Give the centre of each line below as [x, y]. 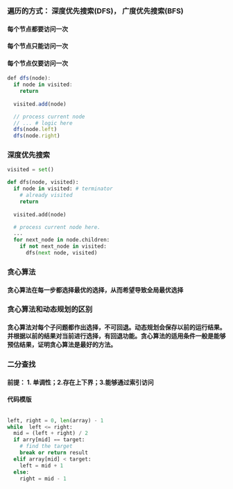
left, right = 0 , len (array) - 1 [55, 420]
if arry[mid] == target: [49, 440]
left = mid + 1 [42, 465]
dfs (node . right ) [37, 136]
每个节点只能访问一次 [37, 46]
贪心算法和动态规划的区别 [50, 309]
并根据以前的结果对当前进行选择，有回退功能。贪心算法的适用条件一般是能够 [116, 336]
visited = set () [31, 170]
